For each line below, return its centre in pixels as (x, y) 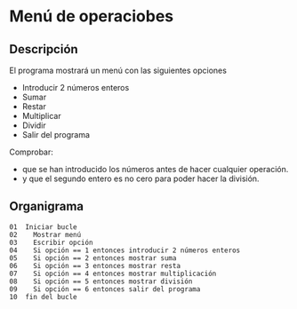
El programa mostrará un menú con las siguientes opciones (118, 70)
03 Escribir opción (51, 242)
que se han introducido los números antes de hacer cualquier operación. (155, 169)
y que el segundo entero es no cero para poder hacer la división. (140, 178)
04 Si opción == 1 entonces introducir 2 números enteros (125, 250)
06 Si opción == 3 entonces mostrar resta (95, 265)
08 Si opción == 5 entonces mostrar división (101, 281)
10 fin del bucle (43, 297)
